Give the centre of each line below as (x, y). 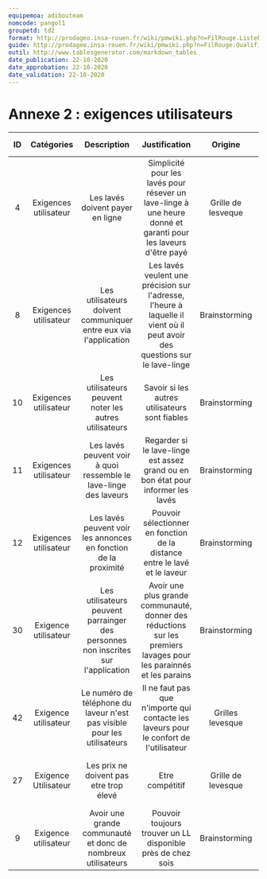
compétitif (166, 785)
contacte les (166, 718)
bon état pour (166, 480)
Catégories (52, 144)
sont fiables (166, 417)
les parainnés (166, 665)
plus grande (166, 595)
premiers (166, 645)
